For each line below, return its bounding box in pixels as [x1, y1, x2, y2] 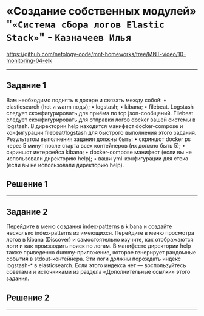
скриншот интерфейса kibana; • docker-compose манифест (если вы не [6, 148, 192, 156]
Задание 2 [6, 206, 48, 217]
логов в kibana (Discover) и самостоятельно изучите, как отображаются [6, 236, 194, 243]
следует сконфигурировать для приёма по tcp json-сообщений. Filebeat [6, 109, 194, 117]
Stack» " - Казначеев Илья [6, 31, 132, 44]
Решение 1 [6, 179, 49, 190]
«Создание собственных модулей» [6, 4, 197, 18]
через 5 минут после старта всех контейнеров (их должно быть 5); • [6, 142, 186, 149]
